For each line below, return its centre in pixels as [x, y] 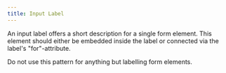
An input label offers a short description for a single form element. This [109, 33]
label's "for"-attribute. [39, 48]
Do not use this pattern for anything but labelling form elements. [100, 62]
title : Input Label [36, 14]
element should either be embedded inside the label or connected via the [113, 41]
